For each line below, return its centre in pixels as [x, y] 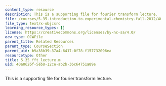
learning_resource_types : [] [35, 28]
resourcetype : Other [26, 55]
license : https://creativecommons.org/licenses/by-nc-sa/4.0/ [70, 32]
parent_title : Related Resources [40, 42]
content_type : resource [30, 10]
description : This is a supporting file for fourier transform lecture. [82, 14]
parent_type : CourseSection [34, 46]
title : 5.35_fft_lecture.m [33, 60]
